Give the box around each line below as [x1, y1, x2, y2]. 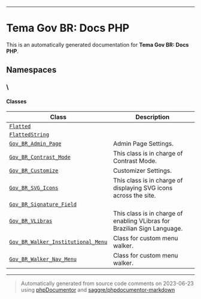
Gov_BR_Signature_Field [9, 201, 77, 208]
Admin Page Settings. [112, 139, 173, 148]
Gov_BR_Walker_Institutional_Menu [9, 238, 108, 246]
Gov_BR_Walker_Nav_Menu [9, 256, 77, 263]
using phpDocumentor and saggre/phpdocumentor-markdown [20, 286, 175, 294]
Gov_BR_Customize [9, 168, 59, 174]
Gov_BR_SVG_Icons [9, 184, 59, 192]
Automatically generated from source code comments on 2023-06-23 [20, 280, 194, 287]
